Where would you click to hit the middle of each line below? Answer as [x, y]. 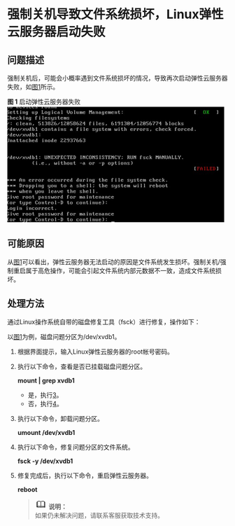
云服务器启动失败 [57, 32]
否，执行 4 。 [45, 403]
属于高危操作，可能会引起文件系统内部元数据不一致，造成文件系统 [120, 270]
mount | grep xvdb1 [46, 380]
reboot [27, 489]
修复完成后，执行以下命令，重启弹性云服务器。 [85, 475]
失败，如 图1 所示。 [33, 87]
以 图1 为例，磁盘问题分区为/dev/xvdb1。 [64, 336]
